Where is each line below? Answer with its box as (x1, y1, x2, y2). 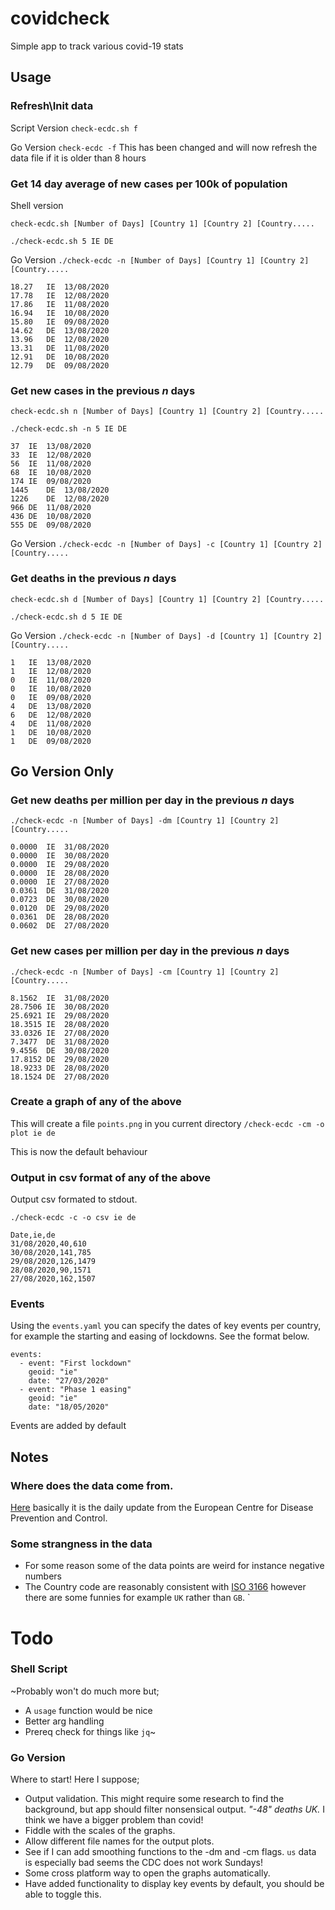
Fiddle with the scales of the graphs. (24, 1825, 176, 1837)
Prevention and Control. (10, 1512, 108, 1524)
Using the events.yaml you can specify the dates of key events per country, (10, 1320, 322, 1332)
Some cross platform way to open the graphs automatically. (24, 1867, 271, 1879)
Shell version (10, 199, 64, 211)
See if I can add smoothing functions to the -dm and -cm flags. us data (24, 1846, 317, 1858)
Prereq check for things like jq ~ (24, 1725, 157, 1737)
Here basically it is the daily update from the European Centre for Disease (10, 1502, 314, 1514)
